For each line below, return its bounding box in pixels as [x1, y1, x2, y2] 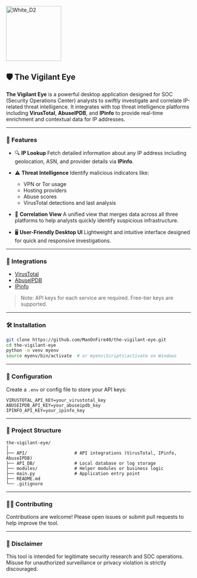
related [6, 103, 23, 110]
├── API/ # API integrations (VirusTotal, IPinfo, [6, 450, 177, 456]
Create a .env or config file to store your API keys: [6, 386, 127, 393]
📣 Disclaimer [6, 540, 43, 548]
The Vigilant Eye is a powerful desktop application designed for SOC [6, 90, 173, 97]
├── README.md [6, 475, 41, 482]
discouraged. [6, 566, 38, 573]
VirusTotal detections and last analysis [23, 200, 116, 207]
